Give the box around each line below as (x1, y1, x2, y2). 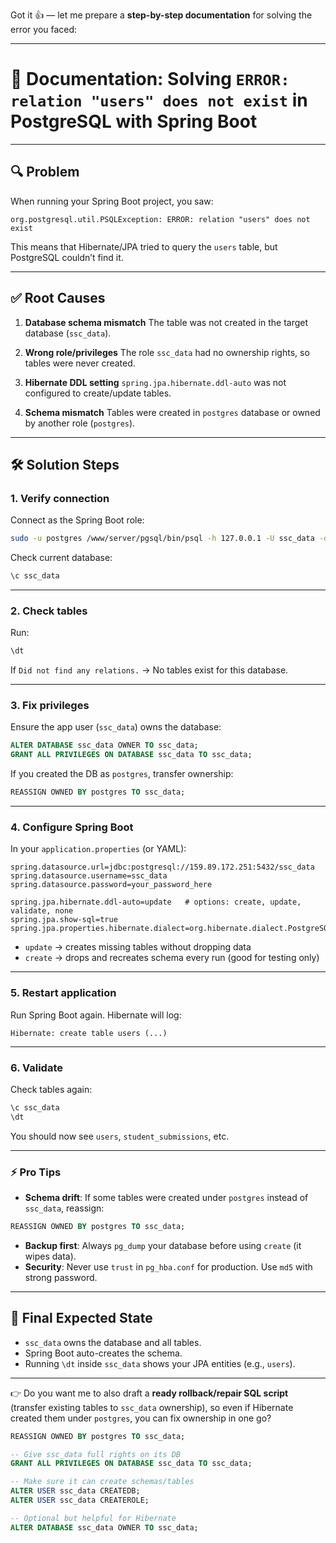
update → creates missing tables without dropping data (24, 941, 252, 953)
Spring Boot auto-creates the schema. (24, 1347, 183, 1359)
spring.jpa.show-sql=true (10, 915, 118, 925)
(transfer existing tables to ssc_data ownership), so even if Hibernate (10, 1401, 294, 1413)
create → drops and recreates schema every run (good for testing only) (24, 952, 320, 964)
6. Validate (10, 1060, 63, 1074)
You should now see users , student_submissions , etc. (10, 1130, 230, 1142)
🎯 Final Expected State (10, 1310, 153, 1327)
